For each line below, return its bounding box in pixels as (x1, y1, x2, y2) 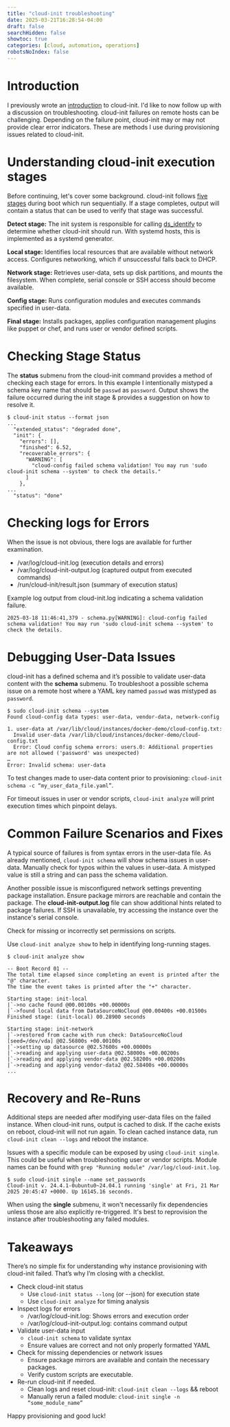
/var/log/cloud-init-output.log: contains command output (27, 1320, 187, 1328)
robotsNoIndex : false (7, 49, 69, 56)
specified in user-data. (7, 304, 71, 312)
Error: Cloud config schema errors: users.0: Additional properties (13, 743, 214, 751)
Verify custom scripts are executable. (27, 1371, 134, 1379)
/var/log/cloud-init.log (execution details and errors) (16, 559, 164, 567)
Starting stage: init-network (7, 1025, 94, 1032)
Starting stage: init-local (7, 995, 88, 1002)
